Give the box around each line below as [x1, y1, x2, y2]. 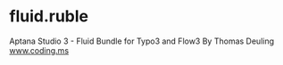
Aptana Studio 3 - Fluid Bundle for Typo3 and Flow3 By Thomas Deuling [9, 36, 275, 46]
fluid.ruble [9, 6, 89, 27]
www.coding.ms [9, 45, 70, 55]
